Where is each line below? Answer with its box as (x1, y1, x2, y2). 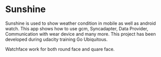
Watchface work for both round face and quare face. (5, 46, 115, 52)
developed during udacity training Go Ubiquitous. (5, 36, 108, 42)
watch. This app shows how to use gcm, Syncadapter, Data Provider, (5, 25, 148, 31)
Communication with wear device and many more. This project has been (5, 31, 156, 37)
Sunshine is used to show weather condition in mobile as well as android (5, 20, 156, 26)
